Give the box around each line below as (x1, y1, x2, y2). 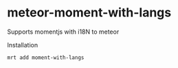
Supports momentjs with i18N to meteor (7, 27, 120, 36)
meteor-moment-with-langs (7, 5, 172, 21)
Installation (7, 41, 38, 49)
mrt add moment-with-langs (7, 54, 85, 61)
